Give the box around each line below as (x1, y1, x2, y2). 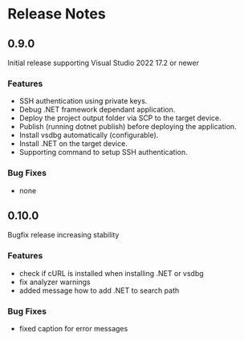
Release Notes (7, 5, 106, 23)
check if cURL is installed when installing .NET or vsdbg (18, 268, 204, 278)
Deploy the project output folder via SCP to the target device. (18, 113, 222, 123)
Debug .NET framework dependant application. (18, 105, 176, 115)
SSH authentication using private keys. (18, 96, 148, 106)
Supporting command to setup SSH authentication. (18, 148, 188, 157)
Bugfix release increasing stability (7, 230, 120, 240)
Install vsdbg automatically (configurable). (18, 130, 159, 140)
